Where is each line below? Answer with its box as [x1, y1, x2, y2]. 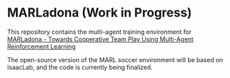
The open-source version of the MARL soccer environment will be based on [7, 55, 223, 64]
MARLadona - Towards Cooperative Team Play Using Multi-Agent [7, 35, 194, 43]
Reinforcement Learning [7, 42, 76, 50]
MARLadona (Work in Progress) [7, 5, 192, 21]
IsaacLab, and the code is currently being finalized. [7, 63, 153, 71]
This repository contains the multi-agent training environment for [7, 28, 192, 36]
